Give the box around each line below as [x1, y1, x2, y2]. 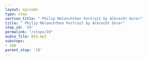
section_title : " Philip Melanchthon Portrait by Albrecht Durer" [5, 16, 143, 21]
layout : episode [5, 7, 38, 12]
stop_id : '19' [5, 25, 34, 30]
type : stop [5, 12, 27, 16]
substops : [5, 39, 25, 44]
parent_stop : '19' [5, 47, 42, 52]
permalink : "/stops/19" [5, 30, 54, 34]
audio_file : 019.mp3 [5, 34, 47, 39]
